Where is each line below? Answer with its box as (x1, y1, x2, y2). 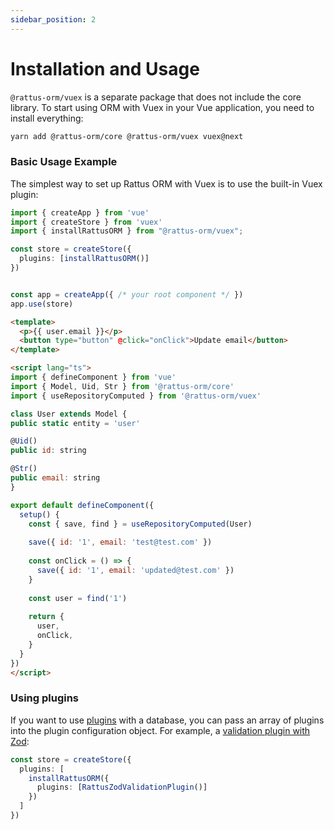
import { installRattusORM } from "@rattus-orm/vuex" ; (10, 226, 244, 236)
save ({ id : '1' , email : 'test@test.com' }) (28, 537, 213, 548)
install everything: (10, 112, 84, 124)
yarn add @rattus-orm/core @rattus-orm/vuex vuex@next (10, 131, 244, 141)
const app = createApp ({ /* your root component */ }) (10, 289, 244, 300)
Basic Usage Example (10, 155, 118, 169)
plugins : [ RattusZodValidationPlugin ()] (36, 782, 208, 793)
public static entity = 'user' (10, 418, 141, 428)
